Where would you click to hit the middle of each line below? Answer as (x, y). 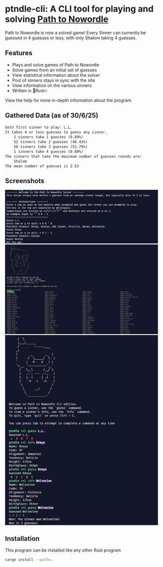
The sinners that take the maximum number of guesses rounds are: (73, 156)
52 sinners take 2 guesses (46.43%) (51, 142)
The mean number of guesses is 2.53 (42, 166)
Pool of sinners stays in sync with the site (54, 80)
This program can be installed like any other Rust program (63, 550)
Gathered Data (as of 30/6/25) (52, 116)
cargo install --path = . (29, 560)
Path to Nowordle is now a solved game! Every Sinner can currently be (76, 32)
